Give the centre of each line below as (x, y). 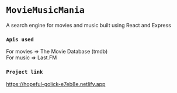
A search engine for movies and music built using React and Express (88, 25)
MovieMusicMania (45, 10)
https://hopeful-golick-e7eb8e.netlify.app (56, 84)
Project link (25, 72)
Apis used (20, 39)
